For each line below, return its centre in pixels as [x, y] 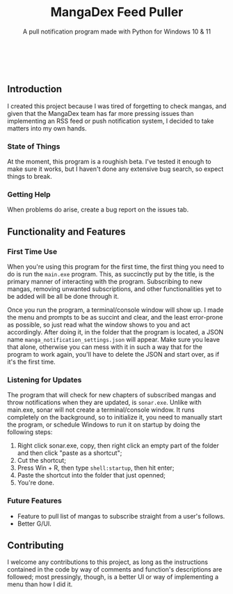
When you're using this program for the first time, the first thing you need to [116, 267]
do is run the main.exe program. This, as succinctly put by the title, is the [111, 274]
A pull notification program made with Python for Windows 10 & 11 [117, 31]
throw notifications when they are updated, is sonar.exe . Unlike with [104, 403]
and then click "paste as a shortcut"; [70, 453]
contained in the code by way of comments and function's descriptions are [115, 570]
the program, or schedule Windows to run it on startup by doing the [104, 425]
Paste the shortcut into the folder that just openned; [91, 475]
